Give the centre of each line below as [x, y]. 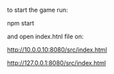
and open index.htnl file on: [45, 36]
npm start [21, 23]
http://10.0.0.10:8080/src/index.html [57, 50]
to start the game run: [38, 10]
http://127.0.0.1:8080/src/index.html [57, 63]
